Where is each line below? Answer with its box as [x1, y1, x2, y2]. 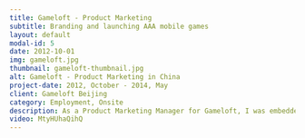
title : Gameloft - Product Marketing [9, 13, 152, 23]
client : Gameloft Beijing [9, 89, 107, 98]
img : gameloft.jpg [9, 55, 79, 64]
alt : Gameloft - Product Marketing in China [9, 73, 181, 82]
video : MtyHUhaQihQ [9, 114, 84, 123]
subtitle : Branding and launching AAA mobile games [9, 22, 209, 31]
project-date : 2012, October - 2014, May [9, 81, 169, 90]
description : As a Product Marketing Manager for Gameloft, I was [9, 106, 266, 115]
